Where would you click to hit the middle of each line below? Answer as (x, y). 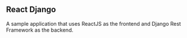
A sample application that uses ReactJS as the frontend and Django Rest (93, 23)
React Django (31, 10)
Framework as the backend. (40, 30)
